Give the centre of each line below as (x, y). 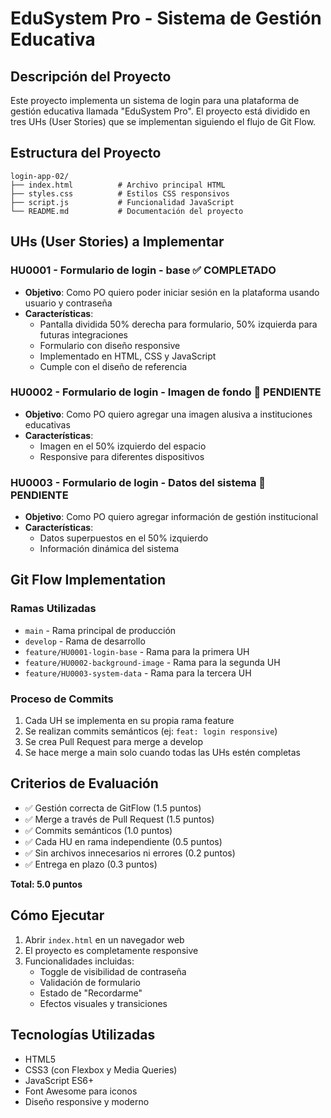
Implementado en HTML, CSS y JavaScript (128, 356)
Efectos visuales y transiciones (103, 1003)
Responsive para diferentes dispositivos (122, 456)
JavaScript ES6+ (59, 1080)
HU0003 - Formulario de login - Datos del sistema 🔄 (138, 482)
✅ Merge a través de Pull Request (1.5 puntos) (119, 819)
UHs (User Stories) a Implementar (117, 242)
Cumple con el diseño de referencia (113, 366)
